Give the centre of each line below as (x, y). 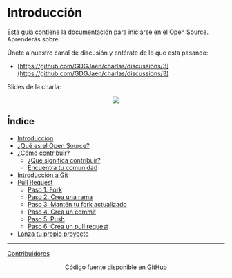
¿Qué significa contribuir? (64, 160)
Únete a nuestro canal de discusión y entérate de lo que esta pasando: (108, 53)
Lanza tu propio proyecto (53, 234)
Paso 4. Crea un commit (62, 212)
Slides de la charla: (34, 86)
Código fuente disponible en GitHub (116, 267)
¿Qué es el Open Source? (53, 145)
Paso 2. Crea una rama (60, 197)
